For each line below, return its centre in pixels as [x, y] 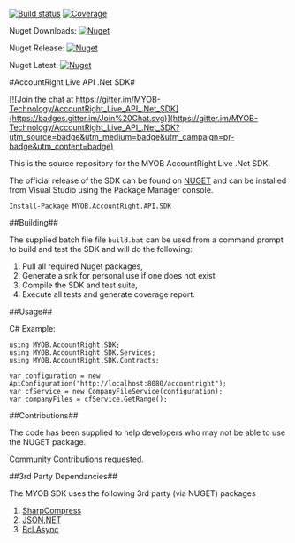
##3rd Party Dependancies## [63, 476]
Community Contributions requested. [76, 459]
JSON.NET [42, 520]
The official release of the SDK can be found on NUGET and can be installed [148, 180]
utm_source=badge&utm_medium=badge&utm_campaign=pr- [122, 137]
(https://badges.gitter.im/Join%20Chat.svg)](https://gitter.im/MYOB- [134, 118]
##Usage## [31, 311]
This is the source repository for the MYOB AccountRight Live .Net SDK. [140, 163]
